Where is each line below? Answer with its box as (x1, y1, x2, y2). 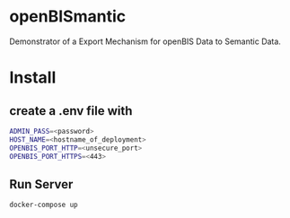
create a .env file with (9, 103, 133, 118)
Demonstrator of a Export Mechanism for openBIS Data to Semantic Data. (9, 36, 281, 47)
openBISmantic (9, 6, 127, 27)
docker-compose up (9, 200, 78, 210)
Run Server (9, 177, 74, 192)
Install (9, 67, 57, 88)
